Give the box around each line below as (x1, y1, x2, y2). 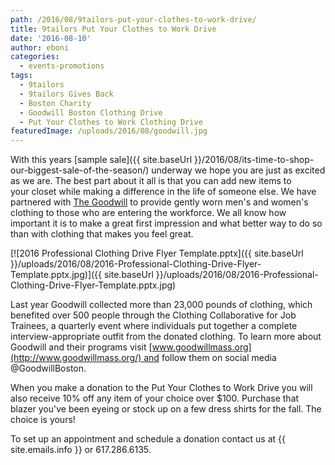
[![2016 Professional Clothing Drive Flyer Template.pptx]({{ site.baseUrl (10, 247, 304, 260)
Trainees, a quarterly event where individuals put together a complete (10, 320, 298, 332)
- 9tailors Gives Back (19, 89, 114, 99)
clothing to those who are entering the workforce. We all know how (10, 207, 287, 219)
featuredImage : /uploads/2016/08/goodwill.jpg (10, 126, 208, 136)
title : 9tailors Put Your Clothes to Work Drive (10, 24, 217, 34)
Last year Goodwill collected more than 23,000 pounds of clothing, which (10, 299, 313, 311)
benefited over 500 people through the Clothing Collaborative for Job (10, 309, 297, 321)
